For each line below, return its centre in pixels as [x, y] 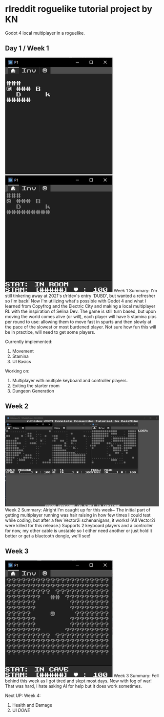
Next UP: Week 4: [23, 695]
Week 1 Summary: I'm [135, 290]
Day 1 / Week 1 [27, 48]
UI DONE [21, 710]
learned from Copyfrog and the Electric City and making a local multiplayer [80, 306]
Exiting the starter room [36, 386]
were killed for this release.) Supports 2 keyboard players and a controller [79, 525]
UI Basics [22, 361]
